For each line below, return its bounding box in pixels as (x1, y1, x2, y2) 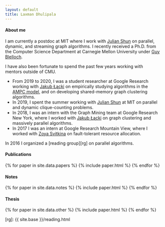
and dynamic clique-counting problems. (12, 104, 94, 110)
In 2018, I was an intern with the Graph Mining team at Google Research (12, 110, 158, 115)
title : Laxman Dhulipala (5, 12, 56, 17)
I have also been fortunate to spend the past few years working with (5, 63, 143, 69)
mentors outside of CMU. (5, 69, 57, 75)
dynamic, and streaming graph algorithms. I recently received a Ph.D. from (5, 43, 157, 49)
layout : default (5, 7, 38, 12)
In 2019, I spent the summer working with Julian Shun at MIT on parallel (12, 99, 158, 105)
